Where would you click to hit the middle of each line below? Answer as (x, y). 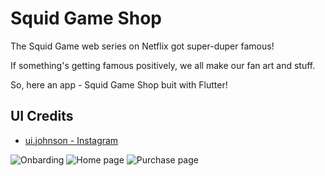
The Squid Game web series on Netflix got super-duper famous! (142, 46)
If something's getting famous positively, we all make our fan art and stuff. (163, 65)
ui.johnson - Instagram (71, 140)
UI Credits (42, 116)
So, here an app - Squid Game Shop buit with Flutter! (119, 84)
